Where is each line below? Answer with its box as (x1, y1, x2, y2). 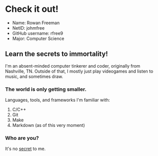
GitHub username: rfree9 (12, 30, 63, 36)
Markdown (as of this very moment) (12, 122, 85, 128)
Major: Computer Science (12, 36, 64, 41)
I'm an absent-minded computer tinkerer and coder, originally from (5, 63, 140, 69)
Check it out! (5, 3, 59, 15)
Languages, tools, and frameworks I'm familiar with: (5, 97, 110, 103)
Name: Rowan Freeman (12, 20, 60, 26)
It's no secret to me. (5, 146, 46, 152)
